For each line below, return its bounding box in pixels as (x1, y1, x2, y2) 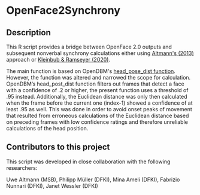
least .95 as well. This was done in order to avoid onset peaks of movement (6, 106, 193, 112)
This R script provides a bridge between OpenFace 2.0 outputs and (6, 43, 172, 50)
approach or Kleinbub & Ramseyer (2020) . (6, 56, 111, 63)
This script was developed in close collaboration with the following (6, 158, 171, 165)
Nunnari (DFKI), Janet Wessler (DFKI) (6, 182, 99, 189)
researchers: (6, 164, 38, 171)
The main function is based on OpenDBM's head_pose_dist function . (6, 68, 175, 75)
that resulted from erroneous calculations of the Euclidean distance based (6, 112, 189, 119)
